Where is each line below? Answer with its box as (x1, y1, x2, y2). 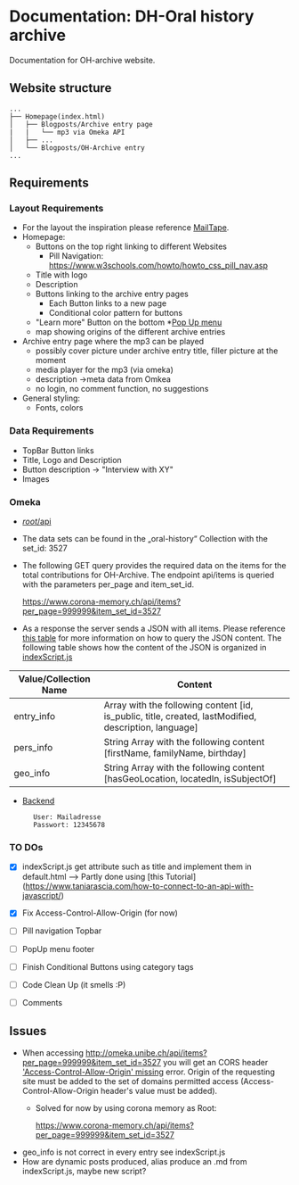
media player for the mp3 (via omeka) (35, 364, 174, 376)
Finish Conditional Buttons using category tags (21, 961, 194, 972)
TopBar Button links (21, 444, 95, 456)
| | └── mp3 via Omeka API (9, 128, 125, 137)
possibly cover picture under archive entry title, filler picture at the (35, 345, 279, 356)
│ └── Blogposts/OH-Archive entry (9, 143, 145, 153)
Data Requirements (9, 425, 94, 437)
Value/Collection (18, 673, 91, 685)
